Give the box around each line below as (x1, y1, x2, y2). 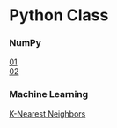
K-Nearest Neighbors (9, 108, 86, 119)
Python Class (9, 5, 109, 26)
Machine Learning (9, 88, 89, 101)
